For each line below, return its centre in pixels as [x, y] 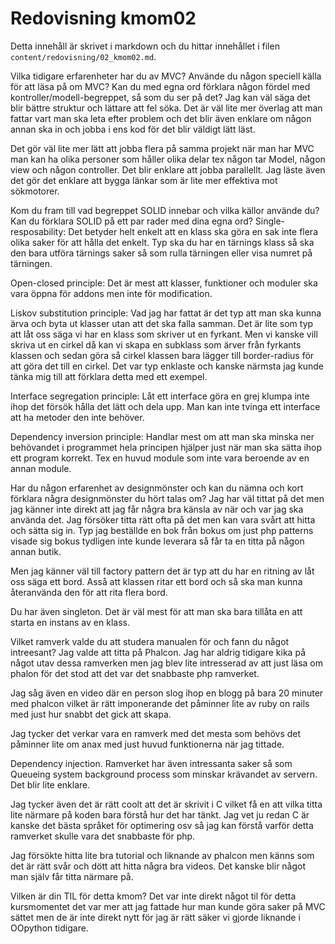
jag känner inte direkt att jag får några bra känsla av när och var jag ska [157, 509]
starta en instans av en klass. [70, 622]
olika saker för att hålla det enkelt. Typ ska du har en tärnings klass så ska [162, 242]
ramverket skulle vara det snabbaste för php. [103, 836]
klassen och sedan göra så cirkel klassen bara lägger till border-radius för [162, 355]
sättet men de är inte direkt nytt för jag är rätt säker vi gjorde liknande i [155, 917]
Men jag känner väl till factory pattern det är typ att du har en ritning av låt [162, 571]
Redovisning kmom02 [103, 18]
